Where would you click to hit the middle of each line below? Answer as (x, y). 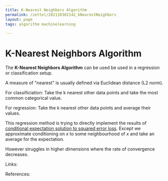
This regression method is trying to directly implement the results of (76, 123)
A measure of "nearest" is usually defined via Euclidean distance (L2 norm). (84, 83)
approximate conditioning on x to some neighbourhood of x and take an (80, 134)
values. (13, 113)
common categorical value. (34, 98)
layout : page (19, 19)
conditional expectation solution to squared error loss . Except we (73, 129)
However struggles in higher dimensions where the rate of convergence (80, 149)
